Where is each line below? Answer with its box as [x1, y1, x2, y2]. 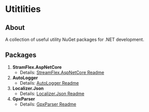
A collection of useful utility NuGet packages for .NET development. [5, 36, 145, 42]
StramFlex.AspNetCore [12, 64, 62, 70]
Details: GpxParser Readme [19, 101, 76, 107]
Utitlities [5, 3, 41, 15]
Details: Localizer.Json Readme [19, 91, 85, 97]
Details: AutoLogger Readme [19, 80, 79, 86]
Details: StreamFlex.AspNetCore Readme [19, 69, 105, 75]
